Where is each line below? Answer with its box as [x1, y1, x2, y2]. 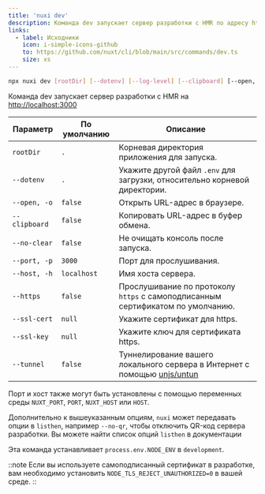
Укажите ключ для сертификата [118, 326, 241, 337]
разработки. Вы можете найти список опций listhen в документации [8, 429, 242, 439]
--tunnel [12, 360, 45, 369]
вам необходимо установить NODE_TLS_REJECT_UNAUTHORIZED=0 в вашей [8, 468, 243, 477]
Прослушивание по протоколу [118, 281, 236, 292]
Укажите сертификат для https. [118, 313, 238, 324]
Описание [165, 123, 207, 134]
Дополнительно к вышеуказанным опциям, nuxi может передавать [8, 412, 237, 422]
